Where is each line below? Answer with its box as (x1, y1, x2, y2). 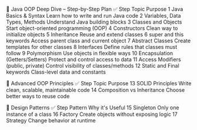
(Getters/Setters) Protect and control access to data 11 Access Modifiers (6, 56, 181, 63)
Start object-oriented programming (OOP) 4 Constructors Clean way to (6, 25, 178, 32)
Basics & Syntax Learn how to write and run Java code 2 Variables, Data (6, 12, 181, 19)
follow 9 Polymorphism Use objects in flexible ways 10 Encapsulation (6, 50, 173, 56)
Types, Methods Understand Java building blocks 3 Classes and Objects (6, 18, 182, 25)
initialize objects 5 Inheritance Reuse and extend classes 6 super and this (6, 31, 184, 38)
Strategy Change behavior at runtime (6, 117, 96, 124)
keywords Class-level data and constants (6, 68, 106, 75)
